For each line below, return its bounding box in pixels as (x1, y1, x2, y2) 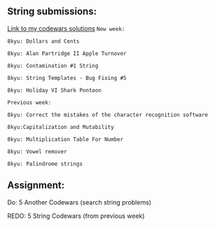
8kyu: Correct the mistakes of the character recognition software (7, 111, 209, 118)
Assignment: (7, 179, 65, 191)
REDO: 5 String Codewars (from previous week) (7, 212, 145, 220)
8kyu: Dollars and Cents (7, 38, 80, 45)
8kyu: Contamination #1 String (7, 62, 99, 69)
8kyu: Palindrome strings (7, 160, 83, 167)
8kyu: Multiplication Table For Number (7, 136, 124, 143)
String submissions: (7, 6, 97, 18)
